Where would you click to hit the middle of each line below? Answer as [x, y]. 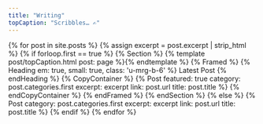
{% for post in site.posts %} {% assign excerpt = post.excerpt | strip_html [127, 45]
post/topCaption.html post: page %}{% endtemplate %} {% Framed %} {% [129, 62]
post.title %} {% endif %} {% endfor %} [72, 111]
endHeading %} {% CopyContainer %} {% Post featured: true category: [125, 78]
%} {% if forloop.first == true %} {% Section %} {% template [107, 53]
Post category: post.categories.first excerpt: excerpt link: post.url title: [122, 104]
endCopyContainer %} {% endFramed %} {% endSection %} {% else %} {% [132, 95]
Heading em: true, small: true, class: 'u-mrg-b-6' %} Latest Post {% [117, 70]
